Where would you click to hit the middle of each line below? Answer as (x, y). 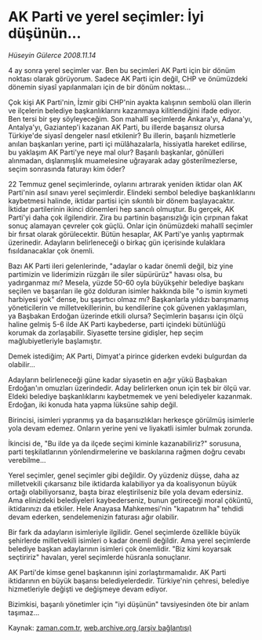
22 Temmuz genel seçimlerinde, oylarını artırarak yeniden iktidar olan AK (126, 184)
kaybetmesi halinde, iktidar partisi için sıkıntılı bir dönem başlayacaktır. (122, 201)
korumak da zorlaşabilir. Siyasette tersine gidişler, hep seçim (106, 333)
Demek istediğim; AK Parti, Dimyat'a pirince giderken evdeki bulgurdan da (127, 356)
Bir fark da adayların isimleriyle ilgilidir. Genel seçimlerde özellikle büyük (124, 532)
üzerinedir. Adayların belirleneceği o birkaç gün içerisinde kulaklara (117, 242)
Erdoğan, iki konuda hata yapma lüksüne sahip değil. (93, 405)
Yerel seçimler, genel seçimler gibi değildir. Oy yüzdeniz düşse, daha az (124, 475)
